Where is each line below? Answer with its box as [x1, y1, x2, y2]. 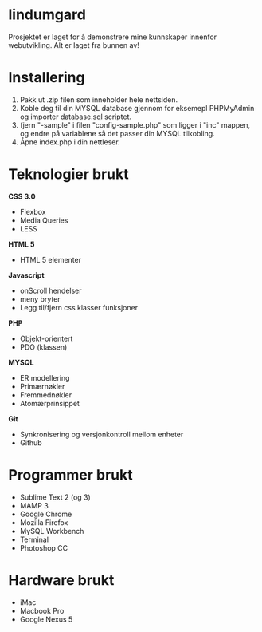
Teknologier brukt [8, 165, 129, 184]
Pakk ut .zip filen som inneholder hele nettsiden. [19, 94, 178, 105]
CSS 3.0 [8, 192, 36, 201]
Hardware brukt [8, 571, 115, 589]
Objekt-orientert [19, 334, 73, 343]
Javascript [8, 270, 45, 280]
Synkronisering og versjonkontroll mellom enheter [19, 429, 184, 439]
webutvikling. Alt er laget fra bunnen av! [8, 40, 139, 49]
